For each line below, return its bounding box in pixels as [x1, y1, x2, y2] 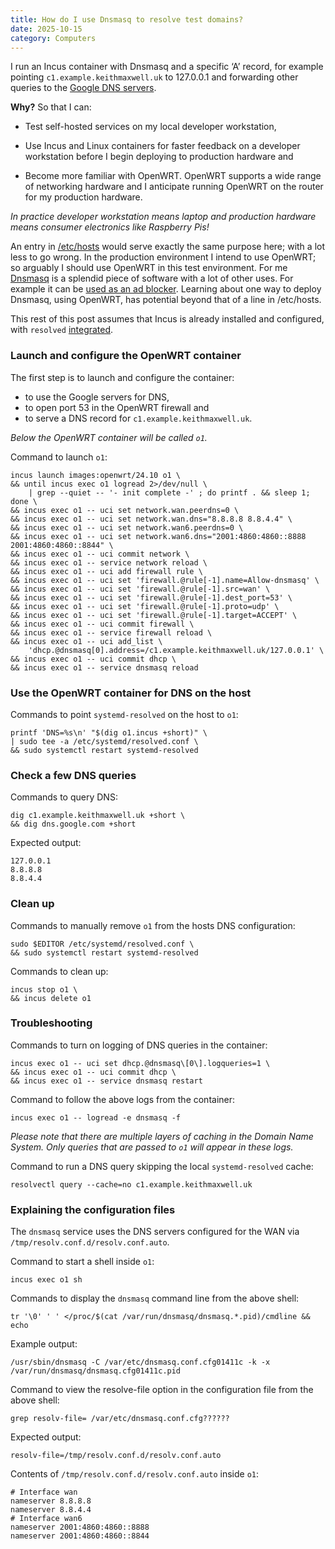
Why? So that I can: [10, 101, 92, 113]
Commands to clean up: [10, 965, 109, 977]
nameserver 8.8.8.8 [10, 1496, 92, 1506]
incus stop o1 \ [10, 984, 78, 995]
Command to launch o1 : [10, 451, 108, 463]
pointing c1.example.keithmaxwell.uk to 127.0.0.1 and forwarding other [10, 71, 299, 83]
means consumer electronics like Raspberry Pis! [10, 221, 210, 233]
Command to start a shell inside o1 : [10, 1256, 155, 1268]
